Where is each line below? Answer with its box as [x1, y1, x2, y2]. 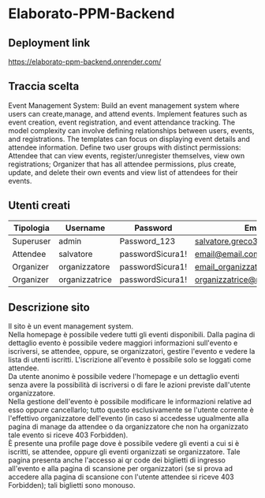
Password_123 [119, 236, 176, 247]
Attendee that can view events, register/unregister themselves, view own [8, 151, 245, 160]
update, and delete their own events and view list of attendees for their [8, 167, 238, 177]
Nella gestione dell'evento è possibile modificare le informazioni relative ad [8, 397, 252, 407]
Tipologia [13, 222, 50, 233]
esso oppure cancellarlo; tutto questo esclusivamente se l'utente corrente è [8, 405, 254, 414]
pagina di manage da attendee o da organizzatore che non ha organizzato [8, 422, 248, 432]
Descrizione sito [8, 301, 91, 314]
